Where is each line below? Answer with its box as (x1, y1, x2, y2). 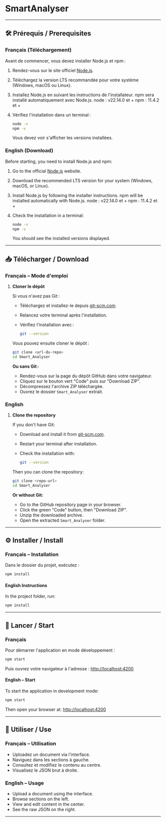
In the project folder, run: (5, 593, 56, 599)
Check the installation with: (19, 450, 75, 457)
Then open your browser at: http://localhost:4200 (5, 706, 106, 712)
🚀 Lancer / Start (5, 621, 54, 629)
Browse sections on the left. (12, 796, 70, 802)
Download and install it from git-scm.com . (19, 431, 105, 437)
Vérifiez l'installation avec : (19, 322, 74, 328)
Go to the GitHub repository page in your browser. (19, 502, 122, 508)
